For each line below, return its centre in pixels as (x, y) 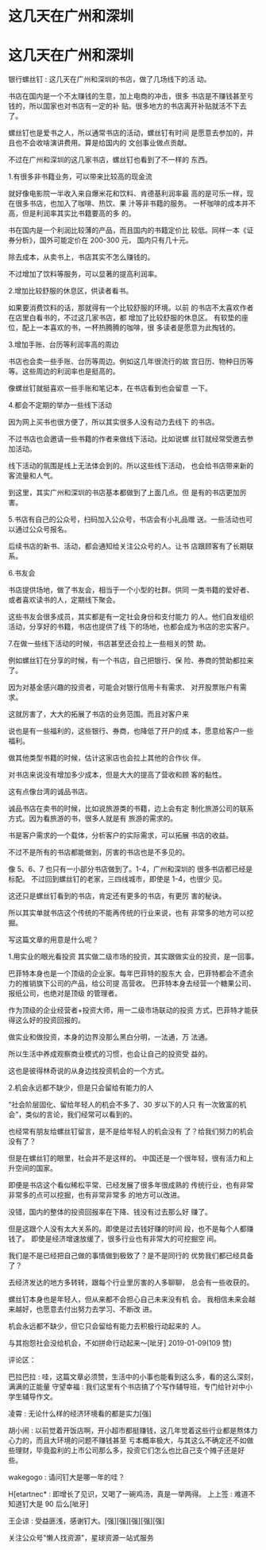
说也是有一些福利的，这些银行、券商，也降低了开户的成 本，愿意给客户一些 (131, 731)
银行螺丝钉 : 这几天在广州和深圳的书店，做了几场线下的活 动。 (110, 79)
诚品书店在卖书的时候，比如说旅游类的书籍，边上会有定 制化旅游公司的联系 (131, 808)
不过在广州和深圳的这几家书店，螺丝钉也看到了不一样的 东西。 (110, 160)
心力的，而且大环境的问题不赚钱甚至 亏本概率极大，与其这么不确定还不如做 (131, 1440)
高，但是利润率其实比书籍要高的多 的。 (72, 213)
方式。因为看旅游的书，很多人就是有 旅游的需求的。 (93, 819)
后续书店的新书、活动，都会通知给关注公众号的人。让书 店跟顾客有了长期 (127, 546)
